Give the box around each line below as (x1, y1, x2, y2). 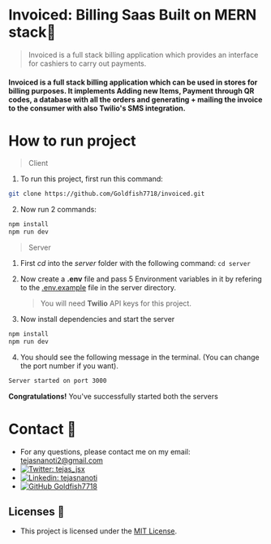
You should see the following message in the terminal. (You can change (19, 352, 260, 362)
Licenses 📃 (8, 505, 65, 519)
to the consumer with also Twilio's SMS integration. (8, 103, 186, 113)
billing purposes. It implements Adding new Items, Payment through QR (8, 85, 255, 95)
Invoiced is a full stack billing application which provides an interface (28, 50, 259, 59)
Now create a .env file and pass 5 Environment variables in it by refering (19, 274, 262, 284)
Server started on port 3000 (8, 376, 107, 385)
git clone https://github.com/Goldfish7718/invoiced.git (8, 189, 205, 198)
